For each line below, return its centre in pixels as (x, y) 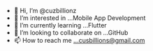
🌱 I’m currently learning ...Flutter (60, 25)
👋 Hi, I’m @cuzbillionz (45, 11)
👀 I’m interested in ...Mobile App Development (80, 18)
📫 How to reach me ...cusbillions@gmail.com (79, 40)
